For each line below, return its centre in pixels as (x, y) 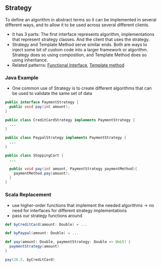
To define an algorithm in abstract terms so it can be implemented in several (81, 19)
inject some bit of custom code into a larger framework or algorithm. (80, 49)
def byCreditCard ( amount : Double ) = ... (46, 224)
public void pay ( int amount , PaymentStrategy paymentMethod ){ (73, 169)
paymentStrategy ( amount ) (34, 247)
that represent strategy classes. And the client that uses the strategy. (81, 39)
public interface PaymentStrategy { (42, 102)
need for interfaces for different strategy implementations (69, 210)
